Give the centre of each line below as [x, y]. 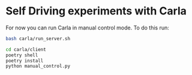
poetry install [25, 61]
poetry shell [22, 55]
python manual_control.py [38, 66]
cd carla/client [26, 49]
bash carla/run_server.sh [38, 38]
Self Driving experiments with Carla [96, 11]
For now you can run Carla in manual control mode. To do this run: [87, 28]
